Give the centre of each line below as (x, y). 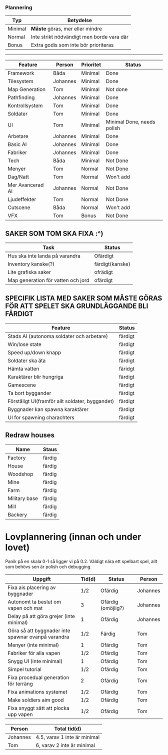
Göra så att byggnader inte (39, 630)
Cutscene (19, 207)
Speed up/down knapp (34, 352)
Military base (23, 498)
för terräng (20, 683)
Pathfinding (21, 97)
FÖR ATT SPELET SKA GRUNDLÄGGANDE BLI (77, 306)
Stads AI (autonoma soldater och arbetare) (58, 336)
